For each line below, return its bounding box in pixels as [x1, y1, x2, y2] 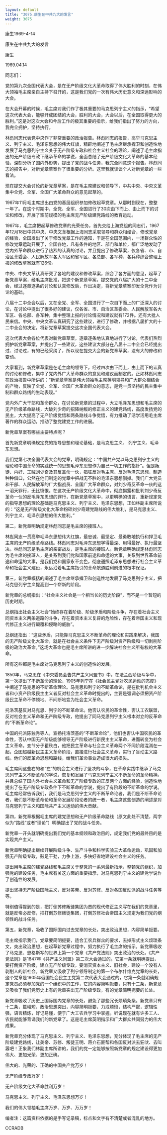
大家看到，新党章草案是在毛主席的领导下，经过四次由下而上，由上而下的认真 [5, 364, 162, 371]
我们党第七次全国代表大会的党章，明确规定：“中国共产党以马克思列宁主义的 [5, 456, 160, 463]
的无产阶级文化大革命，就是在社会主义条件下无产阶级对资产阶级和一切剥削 [5, 638, 158, 644]
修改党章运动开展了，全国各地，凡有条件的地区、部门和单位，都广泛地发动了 [5, 241, 162, 247]
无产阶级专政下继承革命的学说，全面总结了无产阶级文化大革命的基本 [13, 154, 153, 160]
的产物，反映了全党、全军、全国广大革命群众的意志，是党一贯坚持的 [5, 383, 145, 389]
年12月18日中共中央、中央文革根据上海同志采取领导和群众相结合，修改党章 [5, 229, 158, 235]
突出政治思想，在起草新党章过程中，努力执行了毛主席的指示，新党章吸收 [13, 943, 162, 949]
